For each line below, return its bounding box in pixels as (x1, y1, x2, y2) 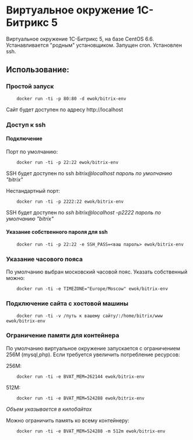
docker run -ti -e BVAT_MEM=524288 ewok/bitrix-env (16, 395, 145, 401)
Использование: (6, 65, 69, 75)
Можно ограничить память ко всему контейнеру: (6, 417, 129, 424)
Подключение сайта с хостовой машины (6, 299, 129, 308)
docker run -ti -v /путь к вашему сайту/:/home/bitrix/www (16, 313, 163, 319)
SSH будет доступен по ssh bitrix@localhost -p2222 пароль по (6, 209, 162, 216)
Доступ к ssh (6, 121, 46, 129)
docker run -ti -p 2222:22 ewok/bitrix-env (16, 199, 124, 204)
